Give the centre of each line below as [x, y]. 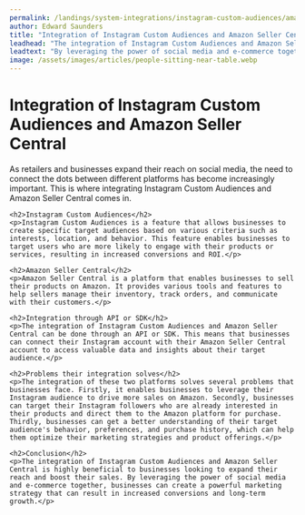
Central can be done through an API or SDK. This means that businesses [150, 334]
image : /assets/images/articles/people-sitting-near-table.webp [133, 60]
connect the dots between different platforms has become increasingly [142, 178]
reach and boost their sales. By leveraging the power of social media [148, 477]
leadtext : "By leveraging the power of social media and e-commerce [142, 52]
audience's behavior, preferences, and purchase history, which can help [152, 429]
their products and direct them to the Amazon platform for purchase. [146, 414]
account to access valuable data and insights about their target [138, 350]
